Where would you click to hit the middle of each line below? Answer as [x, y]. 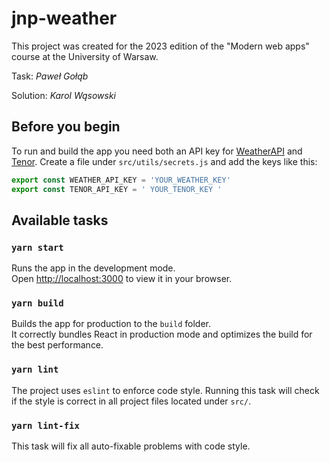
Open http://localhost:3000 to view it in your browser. [122, 279]
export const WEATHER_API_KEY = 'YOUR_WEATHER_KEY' [121, 180]
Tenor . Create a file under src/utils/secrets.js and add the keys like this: [164, 161]
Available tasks [60, 220]
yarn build [37, 303]
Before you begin [66, 127]
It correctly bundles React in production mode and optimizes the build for [162, 334]
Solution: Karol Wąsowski [64, 95]
